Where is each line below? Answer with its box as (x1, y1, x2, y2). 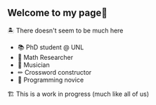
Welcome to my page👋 (7, 7, 108, 19)
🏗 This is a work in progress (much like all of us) (7, 89, 150, 98)
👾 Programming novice (17, 75, 84, 84)
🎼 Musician (17, 61, 51, 69)
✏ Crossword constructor (17, 68, 92, 76)
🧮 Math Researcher (17, 53, 74, 61)
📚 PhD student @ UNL (17, 43, 84, 51)
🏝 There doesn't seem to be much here (7, 26, 124, 35)
